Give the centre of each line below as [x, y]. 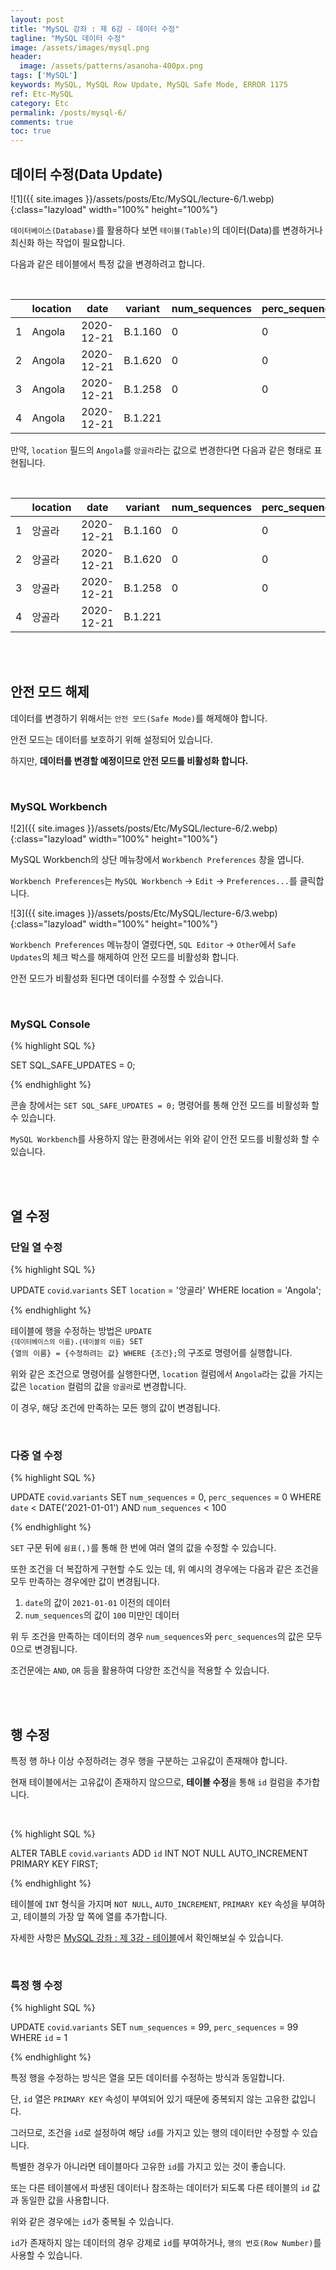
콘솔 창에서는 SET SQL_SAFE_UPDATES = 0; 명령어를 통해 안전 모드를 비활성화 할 [165, 1105]
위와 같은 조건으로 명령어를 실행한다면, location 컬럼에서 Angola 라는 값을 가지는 [167, 1374]
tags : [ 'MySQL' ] [44, 76]
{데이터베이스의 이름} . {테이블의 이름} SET [76, 1342]
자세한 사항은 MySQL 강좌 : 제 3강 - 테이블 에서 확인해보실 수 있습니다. [147, 1938]
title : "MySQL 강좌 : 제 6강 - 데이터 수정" [95, 29]
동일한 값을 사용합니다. [65, 2200]
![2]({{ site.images [47, 828]
